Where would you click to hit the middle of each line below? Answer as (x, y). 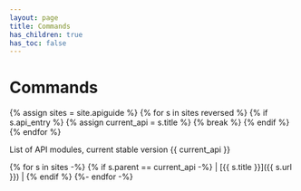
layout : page (34, 18)
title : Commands (40, 26)
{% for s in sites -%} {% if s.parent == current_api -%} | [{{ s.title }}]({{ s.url (151, 167)
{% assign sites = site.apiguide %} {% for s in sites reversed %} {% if (139, 113)
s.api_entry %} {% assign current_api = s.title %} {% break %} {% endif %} (150, 122)
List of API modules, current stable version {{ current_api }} (120, 149)
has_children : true (46, 34)
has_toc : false (38, 43)
